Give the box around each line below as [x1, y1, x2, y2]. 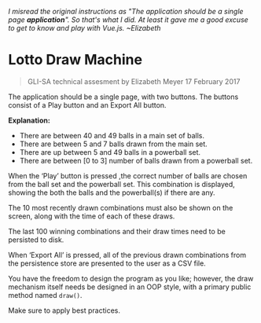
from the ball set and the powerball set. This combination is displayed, [8, 179, 236, 189]
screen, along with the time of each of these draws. [8, 211, 175, 221]
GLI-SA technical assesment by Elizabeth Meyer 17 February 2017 [27, 76, 241, 86]
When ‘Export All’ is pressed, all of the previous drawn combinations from [8, 250, 246, 259]
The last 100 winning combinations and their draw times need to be [8, 226, 226, 236]
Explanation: [8, 116, 51, 125]
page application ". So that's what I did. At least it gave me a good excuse [8, 15, 249, 24]
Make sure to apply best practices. [8, 306, 120, 315]
